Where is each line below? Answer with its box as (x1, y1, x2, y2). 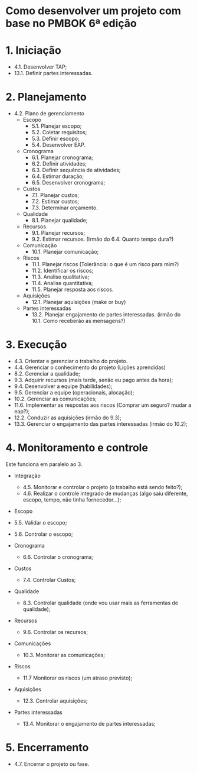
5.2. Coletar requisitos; (31, 129, 87, 136)
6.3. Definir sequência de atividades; (31, 167, 121, 174)
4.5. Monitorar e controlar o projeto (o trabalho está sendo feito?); (22, 483, 183, 490)
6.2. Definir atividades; (31, 160, 87, 167)
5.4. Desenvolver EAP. (31, 141, 86, 148)
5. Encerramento (5, 741, 89, 755)
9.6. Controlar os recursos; (22, 628, 88, 635)
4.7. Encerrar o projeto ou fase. (14, 760, 90, 767)
